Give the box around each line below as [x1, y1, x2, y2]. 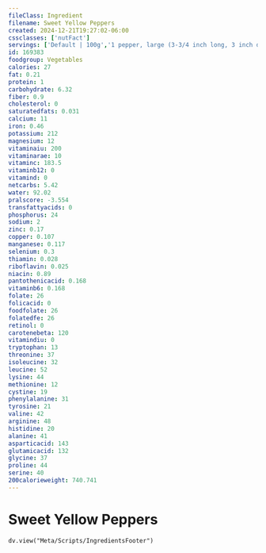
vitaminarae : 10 [8, 152, 62, 159]
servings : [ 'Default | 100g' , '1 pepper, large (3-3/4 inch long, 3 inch [8, 41, 253, 49]
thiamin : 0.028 [8, 255, 59, 263]
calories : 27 [8, 63, 51, 71]
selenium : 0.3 [8, 248, 55, 255]
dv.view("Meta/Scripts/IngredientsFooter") [8, 536, 154, 544]
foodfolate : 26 [8, 306, 59, 314]
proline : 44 [8, 462, 47, 470]
